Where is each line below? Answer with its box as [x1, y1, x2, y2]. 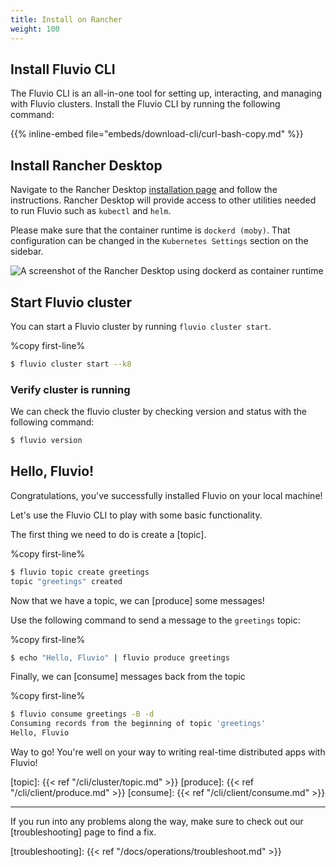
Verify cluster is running [10, 382, 131, 396]
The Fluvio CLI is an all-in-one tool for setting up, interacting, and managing [10, 87, 323, 100]
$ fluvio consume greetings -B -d [10, 709, 155, 720]
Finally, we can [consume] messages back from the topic [10, 671, 246, 683]
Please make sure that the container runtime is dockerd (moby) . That [10, 224, 291, 236]
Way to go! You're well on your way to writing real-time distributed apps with [10, 746, 326, 758]
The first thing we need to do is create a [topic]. [10, 528, 207, 540]
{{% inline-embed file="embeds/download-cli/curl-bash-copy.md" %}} [10, 128, 304, 140]
